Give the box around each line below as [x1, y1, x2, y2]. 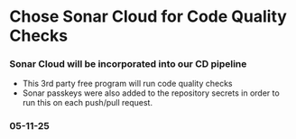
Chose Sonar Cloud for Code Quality [9, 6, 287, 27]
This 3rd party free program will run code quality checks [22, 79, 233, 89]
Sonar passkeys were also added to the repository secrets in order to [22, 88, 280, 98]
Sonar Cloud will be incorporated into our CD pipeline [9, 58, 247, 70]
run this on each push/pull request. [22, 97, 153, 108]
